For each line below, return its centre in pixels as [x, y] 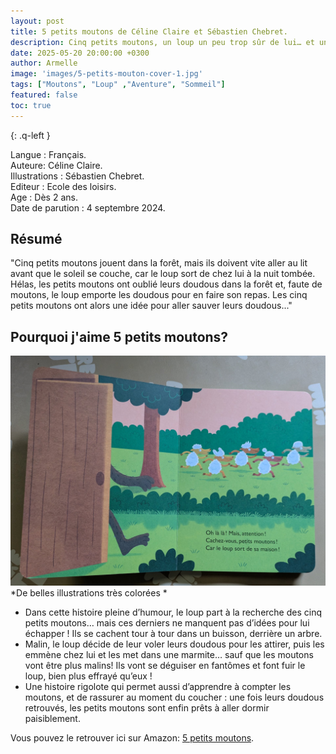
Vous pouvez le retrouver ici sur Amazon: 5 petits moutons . [132, 738]
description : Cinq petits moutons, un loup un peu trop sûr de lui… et [162, 42]
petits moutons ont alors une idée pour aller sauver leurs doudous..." [151, 306]
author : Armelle [44, 63]
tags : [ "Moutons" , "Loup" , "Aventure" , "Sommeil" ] [118, 85]
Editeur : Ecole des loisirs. [63, 186]
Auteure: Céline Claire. [56, 165]
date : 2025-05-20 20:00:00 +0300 [80, 53]
